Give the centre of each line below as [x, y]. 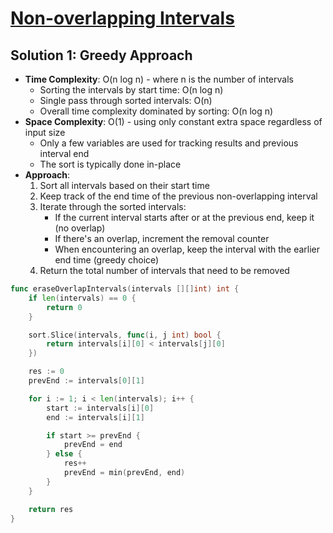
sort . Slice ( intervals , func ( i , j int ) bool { [125, 335]
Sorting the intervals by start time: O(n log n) [131, 90]
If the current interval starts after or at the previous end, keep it [184, 217]
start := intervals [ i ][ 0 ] [100, 408]
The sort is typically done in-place [110, 164]
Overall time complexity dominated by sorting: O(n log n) [156, 111]
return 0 [64, 307]
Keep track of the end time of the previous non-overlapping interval [178, 196]
